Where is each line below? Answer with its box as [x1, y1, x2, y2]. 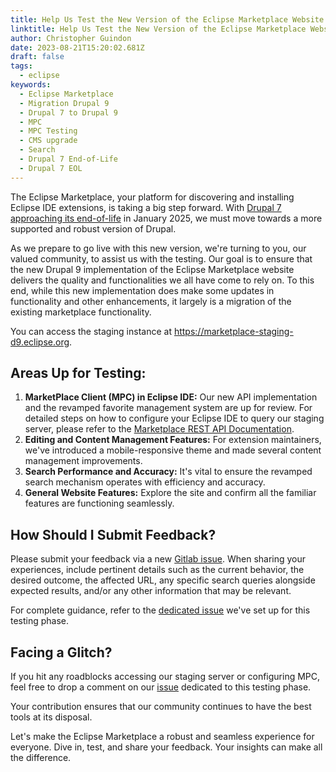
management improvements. [24, 455, 143, 467]
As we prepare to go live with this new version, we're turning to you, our [10, 242, 307, 254]
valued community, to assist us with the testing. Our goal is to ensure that [10, 252, 313, 265]
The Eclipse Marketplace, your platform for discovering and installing [10, 191, 295, 203]
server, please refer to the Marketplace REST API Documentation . [24, 423, 295, 435]
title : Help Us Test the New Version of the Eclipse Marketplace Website [10, 14, 325, 25]
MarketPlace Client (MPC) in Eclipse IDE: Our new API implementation [24, 391, 318, 403]
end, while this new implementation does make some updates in [10, 284, 275, 296]
